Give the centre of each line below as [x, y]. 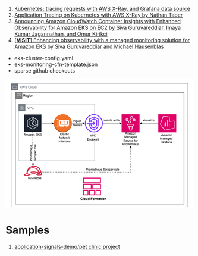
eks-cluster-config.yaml [44, 58]
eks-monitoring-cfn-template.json [56, 64]
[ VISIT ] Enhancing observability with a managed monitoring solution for [102, 40]
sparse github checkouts [45, 71]
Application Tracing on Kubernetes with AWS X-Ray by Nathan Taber [98, 15]
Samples [28, 230]
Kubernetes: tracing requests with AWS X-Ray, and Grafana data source [102, 9]
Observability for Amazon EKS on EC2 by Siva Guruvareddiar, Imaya [98, 27]
